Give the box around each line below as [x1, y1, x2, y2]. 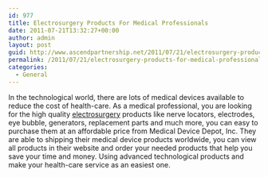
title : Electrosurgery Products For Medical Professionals [8, 19, 209, 27]
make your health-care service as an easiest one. [8, 160, 171, 169]
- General [15, 71, 48, 79]
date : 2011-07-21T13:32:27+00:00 [8, 26, 120, 34]
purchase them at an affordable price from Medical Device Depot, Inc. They [8, 126, 257, 136]
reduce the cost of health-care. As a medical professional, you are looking [8, 101, 253, 110]
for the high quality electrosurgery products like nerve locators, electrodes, [8, 109, 255, 119]
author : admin [8, 33, 56, 42]
